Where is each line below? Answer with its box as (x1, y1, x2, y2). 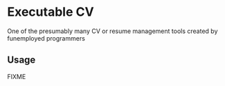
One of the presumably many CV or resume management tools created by (7, 27, 218, 35)
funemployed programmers (7, 34, 85, 42)
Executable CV (7, 4, 95, 20)
